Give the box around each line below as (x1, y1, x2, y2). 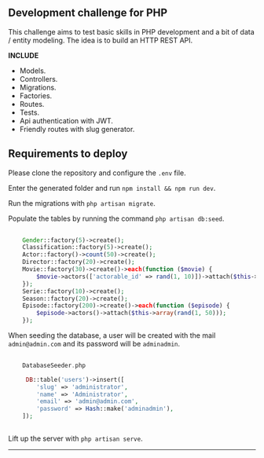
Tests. (19, 108, 40, 117)
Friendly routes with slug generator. (19, 124, 135, 134)
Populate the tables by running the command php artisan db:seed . (8, 214, 225, 223)
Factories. (19, 90, 53, 101)
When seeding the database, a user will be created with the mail (8, 331, 216, 340)
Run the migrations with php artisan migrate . (8, 198, 156, 207)
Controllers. (19, 74, 58, 83)
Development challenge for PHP (8, 6, 167, 20)
